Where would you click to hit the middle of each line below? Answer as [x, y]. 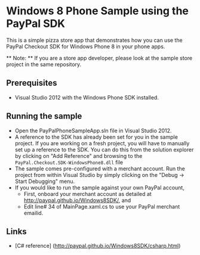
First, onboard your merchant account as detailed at [88, 194]
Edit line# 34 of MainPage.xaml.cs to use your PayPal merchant [102, 206]
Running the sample [44, 116]
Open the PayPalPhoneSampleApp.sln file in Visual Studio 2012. [93, 130]
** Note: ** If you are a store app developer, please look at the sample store [99, 58]
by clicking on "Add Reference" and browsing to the [79, 156]
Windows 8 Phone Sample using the [98, 11]
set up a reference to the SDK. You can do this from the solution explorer [104, 150]
